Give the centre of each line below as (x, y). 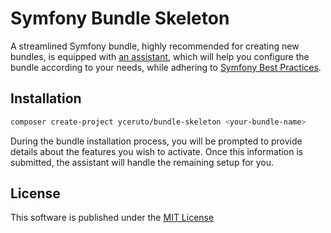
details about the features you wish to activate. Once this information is (157, 151)
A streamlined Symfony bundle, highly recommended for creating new (155, 46)
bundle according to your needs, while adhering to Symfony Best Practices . (166, 67)
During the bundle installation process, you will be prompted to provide (156, 141)
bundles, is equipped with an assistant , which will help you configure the (160, 56)
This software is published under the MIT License (112, 218)
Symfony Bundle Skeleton (120, 18)
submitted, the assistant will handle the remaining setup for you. (142, 162)
